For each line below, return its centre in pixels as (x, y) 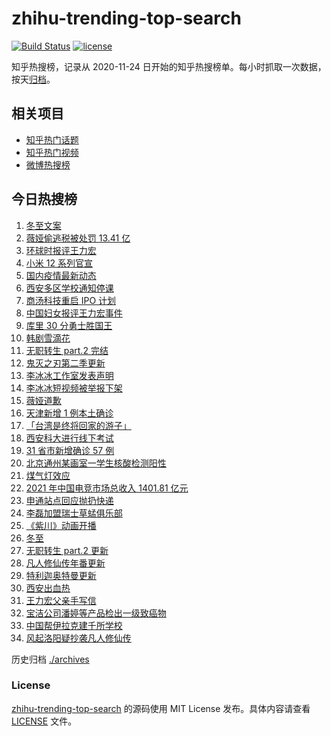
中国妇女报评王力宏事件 (74, 313)
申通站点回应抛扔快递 (69, 500)
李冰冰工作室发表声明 (69, 375)
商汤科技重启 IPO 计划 (71, 300)
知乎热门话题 (52, 139)
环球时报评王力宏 (61, 250)
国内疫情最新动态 (61, 275)
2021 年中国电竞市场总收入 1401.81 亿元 (107, 488)
